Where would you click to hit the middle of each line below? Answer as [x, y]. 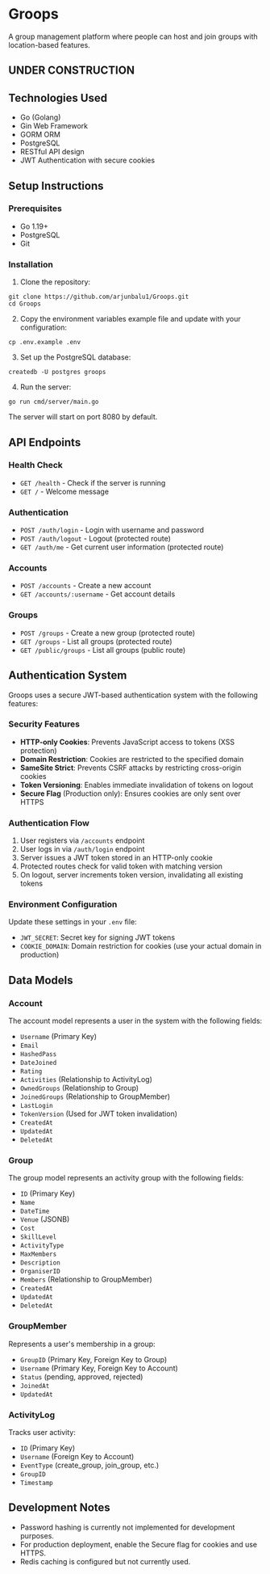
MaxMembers [38, 1254]
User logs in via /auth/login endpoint [82, 849]
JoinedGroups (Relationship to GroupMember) [95, 1096]
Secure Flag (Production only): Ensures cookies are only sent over [130, 793]
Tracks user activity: [42, 1432]
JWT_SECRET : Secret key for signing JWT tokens [98, 937]
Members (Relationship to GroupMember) [86, 1279]
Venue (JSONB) [45, 1219]
